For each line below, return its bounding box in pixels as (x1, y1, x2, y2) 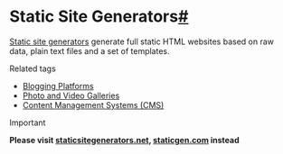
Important (9, 117, 46, 128)
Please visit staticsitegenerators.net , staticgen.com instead (9, 134, 240, 145)
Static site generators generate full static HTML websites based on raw (9, 36, 274, 47)
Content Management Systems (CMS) (22, 99, 165, 110)
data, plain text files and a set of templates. (9, 45, 170, 56)
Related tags (9, 63, 56, 74)
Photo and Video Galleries (22, 90, 120, 101)
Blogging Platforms (22, 80, 94, 91)
